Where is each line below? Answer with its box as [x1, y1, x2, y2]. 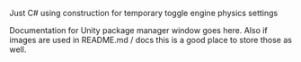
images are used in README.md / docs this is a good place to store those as [9, 35, 292, 45]
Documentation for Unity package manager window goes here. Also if [9, 25, 268, 35]
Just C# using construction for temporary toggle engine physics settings [9, 8, 279, 18]
